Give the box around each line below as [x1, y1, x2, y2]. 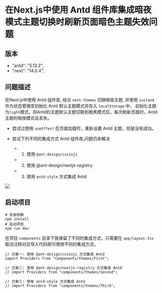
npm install [5, 216, 29, 221]
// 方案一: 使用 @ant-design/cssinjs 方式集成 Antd [5, 252, 105, 257]
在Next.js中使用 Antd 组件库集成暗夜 [5, 4, 152, 16]
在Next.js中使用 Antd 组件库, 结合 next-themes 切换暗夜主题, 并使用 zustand [5, 97, 155, 102]
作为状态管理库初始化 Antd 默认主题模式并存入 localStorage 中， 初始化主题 [5, 103, 157, 109]
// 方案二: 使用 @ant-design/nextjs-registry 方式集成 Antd [5, 265, 122, 270]
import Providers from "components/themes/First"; [5, 256, 109, 261]
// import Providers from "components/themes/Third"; [5, 283, 116, 288]
